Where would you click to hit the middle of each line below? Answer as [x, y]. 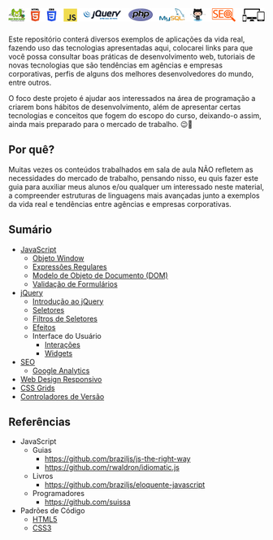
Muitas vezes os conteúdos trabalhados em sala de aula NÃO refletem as [131, 169]
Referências [40, 421]
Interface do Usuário [67, 336]
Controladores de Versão [62, 396]
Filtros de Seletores [65, 318]
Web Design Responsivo [61, 379]
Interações [63, 345]
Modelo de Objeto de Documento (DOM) [100, 275]
